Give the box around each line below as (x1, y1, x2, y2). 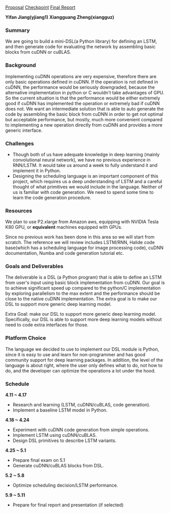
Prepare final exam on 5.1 (12, 457, 65, 463)
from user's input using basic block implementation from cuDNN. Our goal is (5, 280, 165, 286)
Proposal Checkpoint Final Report (5, 5, 76, 10)
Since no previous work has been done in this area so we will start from (5, 234, 155, 240)
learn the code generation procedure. (12, 194, 91, 200)
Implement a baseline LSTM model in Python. (12, 407, 108, 413)
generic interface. (5, 127, 43, 133)
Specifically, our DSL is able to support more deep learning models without (5, 317, 162, 323)
